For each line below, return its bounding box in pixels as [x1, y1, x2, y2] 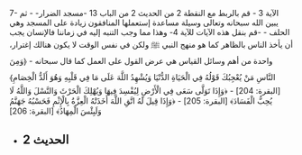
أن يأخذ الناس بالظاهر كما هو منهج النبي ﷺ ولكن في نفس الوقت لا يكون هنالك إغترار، [9, 40, 293, 50]
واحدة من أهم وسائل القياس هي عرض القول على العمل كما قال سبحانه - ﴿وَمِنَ [9, 56, 273, 66]
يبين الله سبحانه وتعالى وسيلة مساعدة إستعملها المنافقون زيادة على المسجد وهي [9, 17, 279, 28]
